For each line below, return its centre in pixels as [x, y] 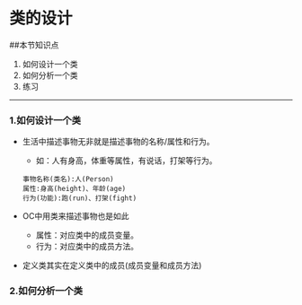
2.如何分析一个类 [46, 291]
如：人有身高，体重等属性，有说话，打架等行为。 [126, 161]
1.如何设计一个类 [45, 120]
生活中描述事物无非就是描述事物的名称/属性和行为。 [118, 142]
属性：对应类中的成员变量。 [87, 235]
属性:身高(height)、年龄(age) [74, 189]
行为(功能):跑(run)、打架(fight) [80, 198]
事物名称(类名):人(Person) [68, 179]
